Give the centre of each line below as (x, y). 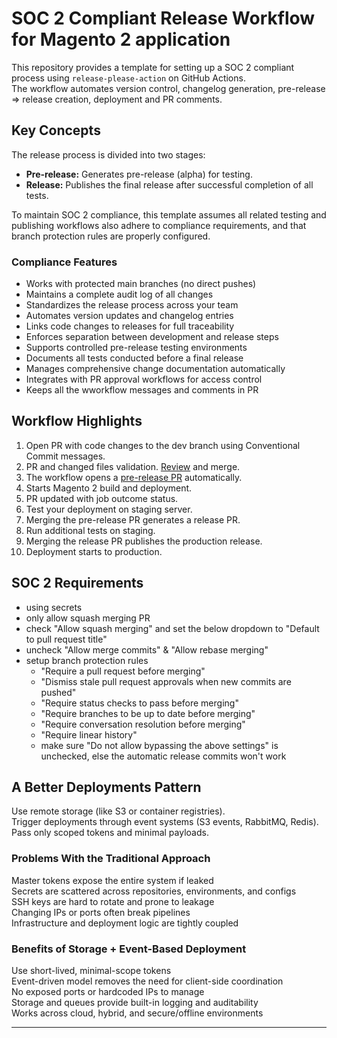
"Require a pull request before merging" (123, 671)
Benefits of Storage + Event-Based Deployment (129, 949)
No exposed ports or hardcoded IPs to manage (108, 992)
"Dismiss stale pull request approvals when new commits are (166, 681)
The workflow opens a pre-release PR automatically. (134, 477)
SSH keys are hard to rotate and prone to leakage (113, 901)
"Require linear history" (89, 734)
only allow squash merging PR (88, 618)
